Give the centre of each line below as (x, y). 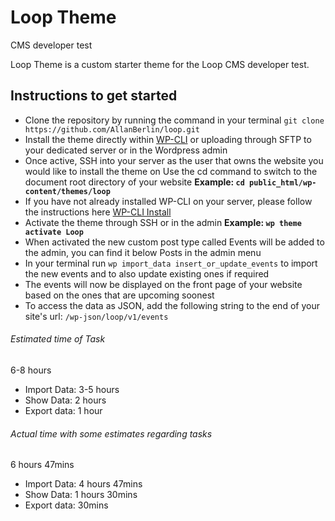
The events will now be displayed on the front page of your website (163, 284)
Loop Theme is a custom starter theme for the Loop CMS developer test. (160, 64)
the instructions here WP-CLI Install (98, 212)
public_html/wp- (283, 182)
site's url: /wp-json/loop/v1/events (96, 316)
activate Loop (54, 232)
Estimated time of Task (58, 339)
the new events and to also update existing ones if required (147, 273)
